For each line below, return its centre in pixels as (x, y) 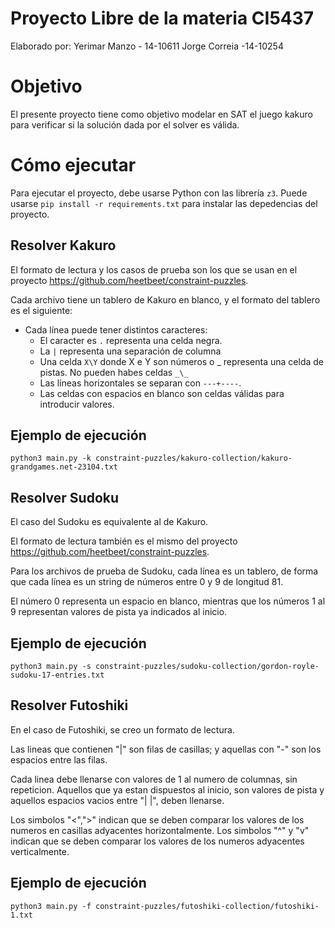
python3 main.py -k (51, 458)
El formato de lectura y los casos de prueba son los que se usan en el (154, 269)
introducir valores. (77, 404)
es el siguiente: (41, 310)
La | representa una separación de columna (130, 351)
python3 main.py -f (51, 906)
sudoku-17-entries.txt (57, 675)
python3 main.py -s (51, 667)
